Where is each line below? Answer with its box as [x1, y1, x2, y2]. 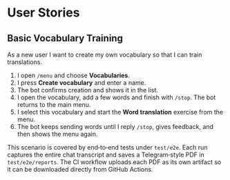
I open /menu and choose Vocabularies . [17, 71, 130, 79]
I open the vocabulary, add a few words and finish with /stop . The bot [17, 93, 216, 101]
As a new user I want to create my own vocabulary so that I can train [7, 50, 202, 59]
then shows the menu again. [17, 130, 98, 138]
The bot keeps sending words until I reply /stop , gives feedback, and [17, 123, 214, 130]
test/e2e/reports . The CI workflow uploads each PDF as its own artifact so [7, 158, 222, 166]
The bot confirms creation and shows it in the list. [17, 86, 159, 94]
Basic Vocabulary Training [7, 32, 123, 44]
